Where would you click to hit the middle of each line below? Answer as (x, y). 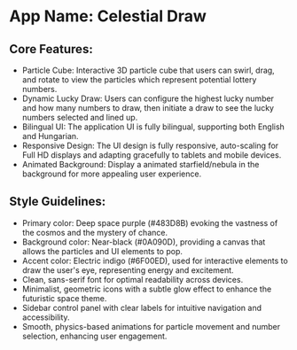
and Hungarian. (50, 136)
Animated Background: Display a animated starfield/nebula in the (141, 164)
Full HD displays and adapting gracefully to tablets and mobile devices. (152, 155)
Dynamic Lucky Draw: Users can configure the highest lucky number (148, 98)
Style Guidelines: (58, 202)
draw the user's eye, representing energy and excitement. (128, 270)
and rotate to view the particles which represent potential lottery (139, 80)
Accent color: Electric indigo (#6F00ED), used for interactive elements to (155, 261)
